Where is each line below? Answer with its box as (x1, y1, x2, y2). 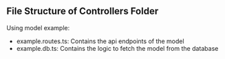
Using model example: (6, 23, 70, 32)
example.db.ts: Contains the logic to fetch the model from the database (16, 44, 219, 52)
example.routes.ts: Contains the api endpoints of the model (16, 37, 184, 45)
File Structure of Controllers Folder (6, 5, 159, 17)
